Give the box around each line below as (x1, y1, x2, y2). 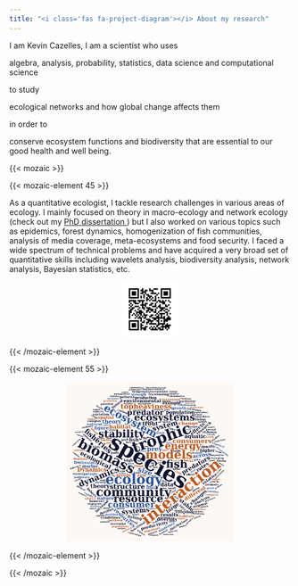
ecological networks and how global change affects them (9, 101, 220, 111)
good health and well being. (9, 145, 112, 156)
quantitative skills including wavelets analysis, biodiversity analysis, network (9, 254, 290, 265)
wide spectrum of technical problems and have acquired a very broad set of (9, 244, 289, 255)
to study (9, 84, 40, 95)
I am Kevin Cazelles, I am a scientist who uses (9, 40, 178, 51)
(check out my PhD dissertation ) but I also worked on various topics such (9, 216, 281, 227)
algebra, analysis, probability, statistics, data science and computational (9, 57, 274, 68)
